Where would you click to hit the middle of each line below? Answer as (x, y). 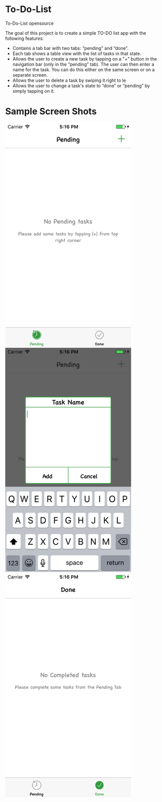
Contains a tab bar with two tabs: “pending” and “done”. (70, 48)
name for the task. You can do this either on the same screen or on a (84, 70)
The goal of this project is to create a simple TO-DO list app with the (76, 33)
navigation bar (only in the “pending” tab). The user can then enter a (83, 64)
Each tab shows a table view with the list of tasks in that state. (77, 53)
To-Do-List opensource (29, 23)
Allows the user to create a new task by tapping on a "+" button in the (85, 59)
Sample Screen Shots (51, 111)
